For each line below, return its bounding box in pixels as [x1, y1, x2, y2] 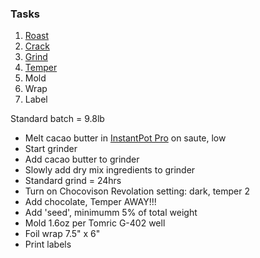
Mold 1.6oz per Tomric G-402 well [24, 217, 166, 229]
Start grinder [24, 143, 78, 155]
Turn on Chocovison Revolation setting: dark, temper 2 [24, 185, 251, 197]
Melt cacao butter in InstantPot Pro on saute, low [24, 132, 227, 144]
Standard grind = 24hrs [24, 175, 122, 187]
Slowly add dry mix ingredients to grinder [24, 164, 196, 176]
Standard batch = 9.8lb [10, 113, 105, 125]
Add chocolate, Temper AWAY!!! [24, 196, 157, 208]
